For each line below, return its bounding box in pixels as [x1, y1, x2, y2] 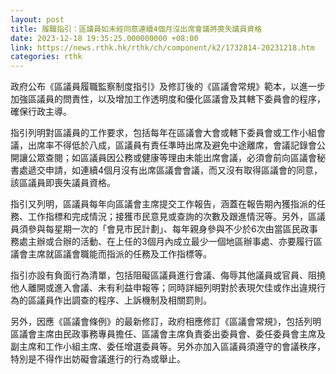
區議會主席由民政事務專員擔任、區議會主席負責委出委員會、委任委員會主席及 [10, 328, 326, 340]
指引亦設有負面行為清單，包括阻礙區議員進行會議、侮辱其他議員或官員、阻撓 [10, 269, 326, 281]
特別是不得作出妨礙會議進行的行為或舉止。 [10, 353, 186, 365]
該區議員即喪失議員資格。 [10, 177, 116, 189]
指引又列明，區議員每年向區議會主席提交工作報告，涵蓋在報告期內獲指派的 [10, 198, 317, 210]
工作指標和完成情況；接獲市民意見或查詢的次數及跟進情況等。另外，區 [27, 211, 317, 223]
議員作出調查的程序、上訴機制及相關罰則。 [36, 294, 212, 306]
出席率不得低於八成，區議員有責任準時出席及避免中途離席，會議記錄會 [27, 139, 317, 151]
